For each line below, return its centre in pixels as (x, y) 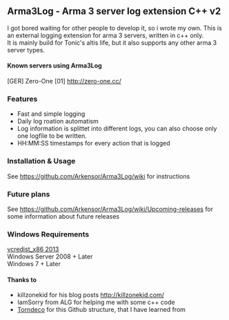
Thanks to (22, 279)
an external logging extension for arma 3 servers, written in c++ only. (106, 35)
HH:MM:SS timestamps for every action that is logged (93, 143)
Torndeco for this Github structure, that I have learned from (101, 310)
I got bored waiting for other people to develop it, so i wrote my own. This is (114, 28)
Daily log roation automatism (58, 121)
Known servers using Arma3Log (54, 66)
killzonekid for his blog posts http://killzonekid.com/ (90, 295)
